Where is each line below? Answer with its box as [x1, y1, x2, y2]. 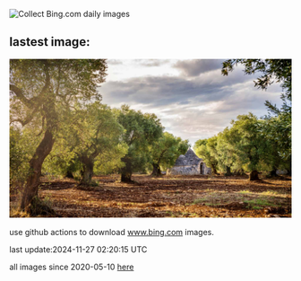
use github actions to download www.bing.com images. [9, 227, 215, 238]
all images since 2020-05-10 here [9, 261, 134, 273]
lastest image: [9, 34, 90, 49]
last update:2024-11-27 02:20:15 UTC [9, 244, 148, 255]
